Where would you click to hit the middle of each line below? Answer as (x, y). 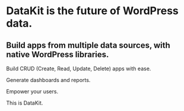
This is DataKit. (25, 103)
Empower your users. (32, 92)
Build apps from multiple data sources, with (88, 45)
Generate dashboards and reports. (48, 80)
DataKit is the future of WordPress (93, 11)
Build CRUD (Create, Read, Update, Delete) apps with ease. (79, 68)
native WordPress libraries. (58, 54)
